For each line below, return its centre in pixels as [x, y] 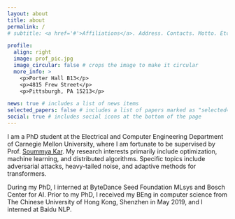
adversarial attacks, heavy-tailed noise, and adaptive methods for [102, 166]
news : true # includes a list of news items [73, 104]
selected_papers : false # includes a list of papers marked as [101, 110]
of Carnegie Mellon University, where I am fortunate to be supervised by [111, 144]
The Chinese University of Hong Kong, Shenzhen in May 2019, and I [105, 202]
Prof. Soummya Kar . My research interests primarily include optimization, [112, 151]
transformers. [27, 173]
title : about [26, 20]
